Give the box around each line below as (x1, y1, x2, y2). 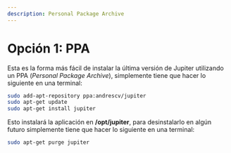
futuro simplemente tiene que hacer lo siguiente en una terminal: (7, 126, 195, 134)
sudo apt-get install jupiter (7, 105, 96, 112)
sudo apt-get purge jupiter (7, 139, 90, 146)
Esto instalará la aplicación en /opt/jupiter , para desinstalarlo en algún (7, 118, 212, 126)
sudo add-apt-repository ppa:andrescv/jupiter (7, 92, 146, 99)
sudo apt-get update (7, 99, 68, 106)
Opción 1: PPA (7, 40, 90, 56)
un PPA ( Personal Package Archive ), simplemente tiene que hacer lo (7, 71, 206, 79)
